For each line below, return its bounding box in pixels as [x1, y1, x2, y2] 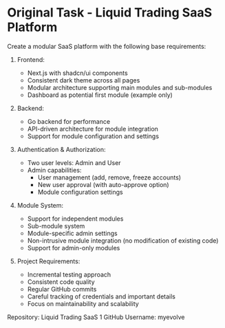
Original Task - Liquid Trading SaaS [7, 5, 212, 21]
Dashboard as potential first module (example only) [27, 91, 173, 99]
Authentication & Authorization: [17, 145, 106, 153]
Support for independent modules [27, 215, 124, 223]
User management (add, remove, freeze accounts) [37, 173, 181, 182]
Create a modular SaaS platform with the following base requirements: [7, 42, 206, 50]
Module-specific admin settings [27, 229, 118, 237]
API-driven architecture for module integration [27, 124, 158, 133]
